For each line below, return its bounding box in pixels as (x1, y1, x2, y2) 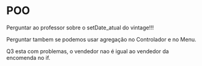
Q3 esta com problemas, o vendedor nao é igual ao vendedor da (6, 47, 170, 55)
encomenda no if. (6, 54, 51, 61)
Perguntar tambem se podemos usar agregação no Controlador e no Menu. (6, 35, 196, 43)
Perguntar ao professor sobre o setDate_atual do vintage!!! (6, 24, 154, 31)
